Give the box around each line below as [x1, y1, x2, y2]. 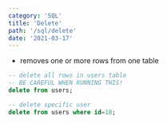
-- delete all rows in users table [8, 71, 127, 80]
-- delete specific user [8, 101, 91, 109]
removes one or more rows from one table [19, 56, 159, 66]
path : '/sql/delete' [8, 26, 78, 34]
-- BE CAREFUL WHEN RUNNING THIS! [8, 79, 124, 87]
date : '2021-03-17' [8, 34, 74, 42]
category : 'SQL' [8, 11, 62, 20]
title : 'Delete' [8, 19, 62, 27]
